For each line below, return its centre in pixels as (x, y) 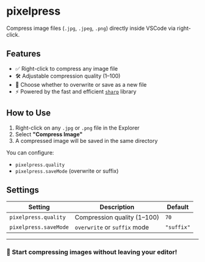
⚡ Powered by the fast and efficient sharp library (76, 91)
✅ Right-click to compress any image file (66, 68)
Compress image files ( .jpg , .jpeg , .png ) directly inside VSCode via (91, 28)
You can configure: (30, 152)
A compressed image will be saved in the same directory (86, 140)
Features (23, 54)
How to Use (29, 113)
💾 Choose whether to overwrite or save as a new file (81, 84)
